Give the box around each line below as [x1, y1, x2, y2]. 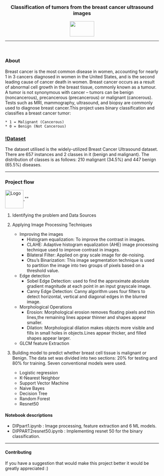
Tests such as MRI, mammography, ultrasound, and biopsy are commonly [5, 99, 153, 106]
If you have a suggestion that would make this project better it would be [5, 460, 149, 466]
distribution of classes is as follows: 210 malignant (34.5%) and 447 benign [5, 157, 156, 162]
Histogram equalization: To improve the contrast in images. [26, 236, 145, 243]
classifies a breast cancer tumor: [5, 110, 71, 116]
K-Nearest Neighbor [19, 375, 60, 381]
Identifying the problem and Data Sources [12, 212, 97, 218]
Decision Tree [19, 390, 48, 397]
